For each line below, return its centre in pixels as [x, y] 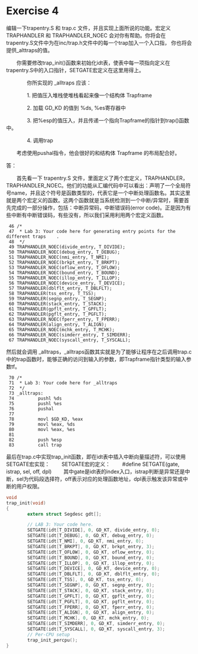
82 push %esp [35, 440]
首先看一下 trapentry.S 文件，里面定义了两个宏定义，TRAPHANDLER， [102, 178]
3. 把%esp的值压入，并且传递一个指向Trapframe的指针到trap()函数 [108, 120]
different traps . [33, 237]
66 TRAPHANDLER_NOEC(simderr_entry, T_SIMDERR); [70, 335]
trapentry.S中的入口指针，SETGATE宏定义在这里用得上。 [75, 70]
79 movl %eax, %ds [42, 424]
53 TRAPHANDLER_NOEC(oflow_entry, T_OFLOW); [64, 267]
